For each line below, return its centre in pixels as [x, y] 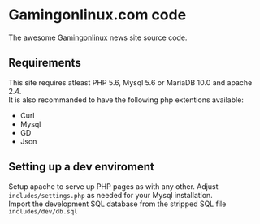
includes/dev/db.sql [43, 211]
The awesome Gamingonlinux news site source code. [98, 37]
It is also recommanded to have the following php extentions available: [126, 100]
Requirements [45, 63]
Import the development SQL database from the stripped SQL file [117, 204]
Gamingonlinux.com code [97, 15]
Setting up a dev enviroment [81, 167]
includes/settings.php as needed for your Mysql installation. [110, 195]
